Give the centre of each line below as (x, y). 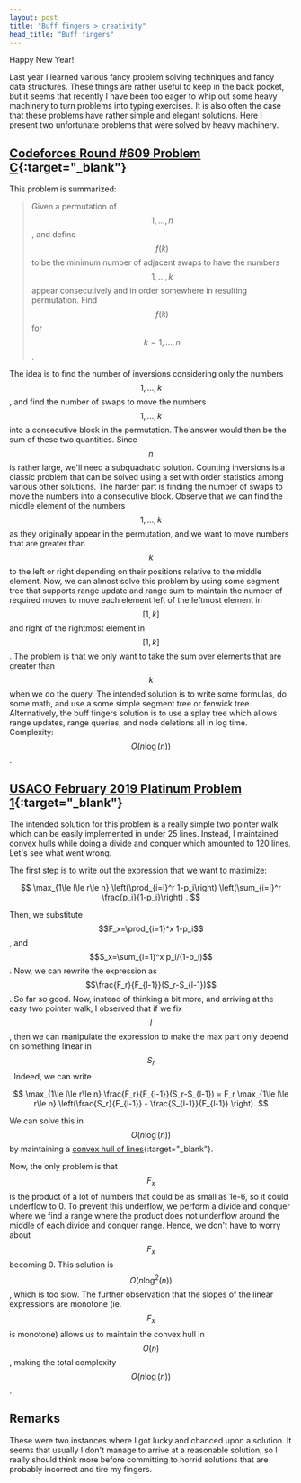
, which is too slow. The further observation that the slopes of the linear (142, 1294)
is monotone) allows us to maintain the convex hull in (107, 1334)
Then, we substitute (46, 915)
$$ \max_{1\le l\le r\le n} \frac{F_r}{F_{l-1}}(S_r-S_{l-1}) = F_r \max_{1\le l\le (151, 1094)
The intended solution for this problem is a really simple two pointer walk (144, 824)
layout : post (34, 18)
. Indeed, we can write (50, 1076)
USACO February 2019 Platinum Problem (126, 789)
